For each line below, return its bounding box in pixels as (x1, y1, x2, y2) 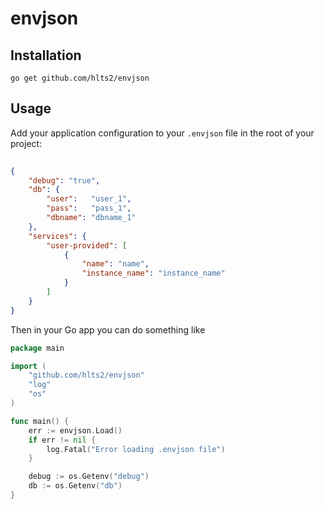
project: (10, 137, 43, 149)
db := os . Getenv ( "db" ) (28, 481, 123, 491)
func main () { (10, 416, 70, 426)
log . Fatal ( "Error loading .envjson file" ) (46, 444, 226, 454)
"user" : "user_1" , (46, 194, 132, 204)
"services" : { (28, 231, 87, 241)
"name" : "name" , (81, 259, 150, 269)
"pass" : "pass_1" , (46, 203, 132, 214)
